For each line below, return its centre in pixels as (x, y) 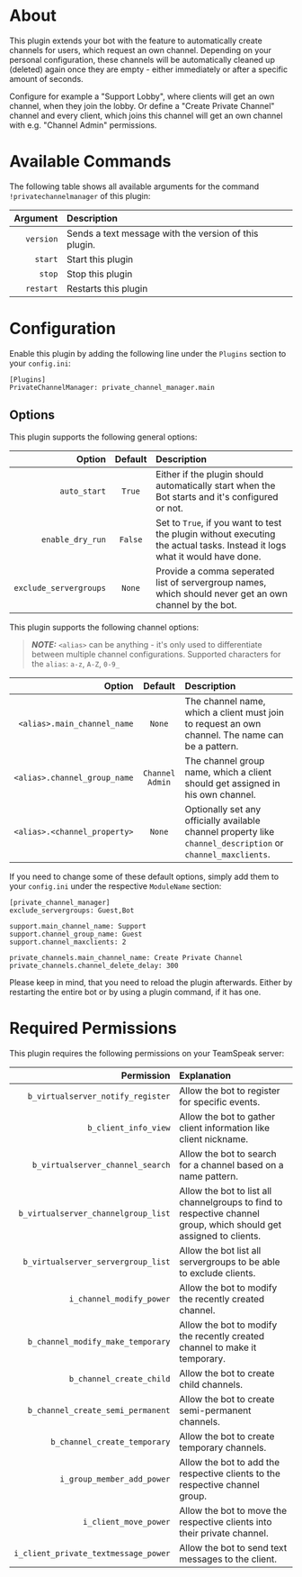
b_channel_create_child (120, 1378)
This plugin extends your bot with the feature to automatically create (136, 41)
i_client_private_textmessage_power (92, 1553)
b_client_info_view (129, 1128)
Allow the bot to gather (227, 1116)
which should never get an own (222, 594)
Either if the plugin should (209, 474)
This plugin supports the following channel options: (104, 627)
